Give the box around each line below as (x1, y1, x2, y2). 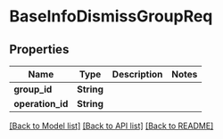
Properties (9, 42, 70, 57)
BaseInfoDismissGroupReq (9, 6, 213, 27)
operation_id (13, 98, 69, 110)
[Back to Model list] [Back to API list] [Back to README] (9, 120, 214, 131)
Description (111, 69, 163, 80)
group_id (13, 83, 53, 95)
